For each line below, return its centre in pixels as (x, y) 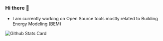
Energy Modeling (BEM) (37, 24)
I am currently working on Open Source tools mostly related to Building (85, 19)
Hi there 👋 (17, 8)
